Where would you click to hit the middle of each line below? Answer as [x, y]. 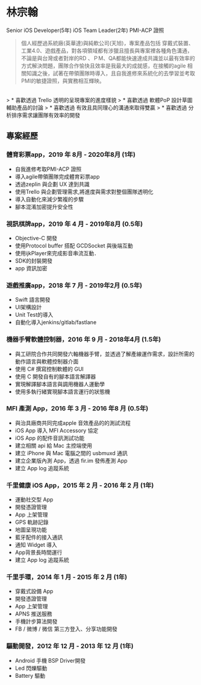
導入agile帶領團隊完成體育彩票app [57, 176]
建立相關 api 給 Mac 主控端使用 [53, 445]
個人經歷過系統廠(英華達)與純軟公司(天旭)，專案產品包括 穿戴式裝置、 [107, 43]
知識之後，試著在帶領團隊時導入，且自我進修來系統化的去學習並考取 [111, 73]
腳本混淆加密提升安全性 [44, 206]
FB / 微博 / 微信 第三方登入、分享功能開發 [66, 629]
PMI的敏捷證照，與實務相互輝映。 [63, 81]
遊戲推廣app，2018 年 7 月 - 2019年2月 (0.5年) [74, 285]
